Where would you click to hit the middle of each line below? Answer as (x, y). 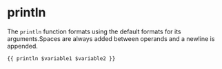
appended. (22, 46)
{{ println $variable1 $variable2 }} (61, 58)
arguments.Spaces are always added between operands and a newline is (111, 38)
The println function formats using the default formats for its (94, 31)
